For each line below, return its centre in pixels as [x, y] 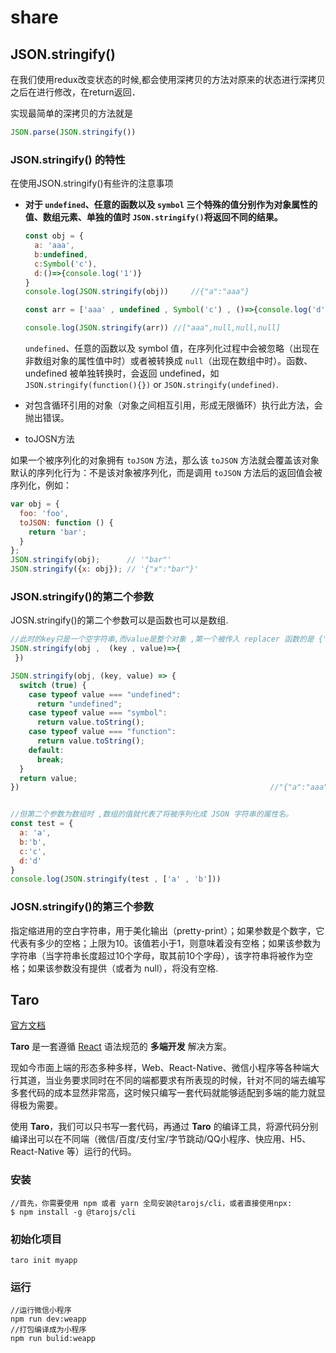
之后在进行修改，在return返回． [75, 92]
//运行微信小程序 [41, 1311]
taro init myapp [44, 1261]
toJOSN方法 [49, 439]
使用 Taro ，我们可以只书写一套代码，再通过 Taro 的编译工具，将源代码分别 [164, 1127]
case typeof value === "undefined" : [105, 694]
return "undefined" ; [79, 704]
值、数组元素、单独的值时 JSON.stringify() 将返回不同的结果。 [153, 217]
